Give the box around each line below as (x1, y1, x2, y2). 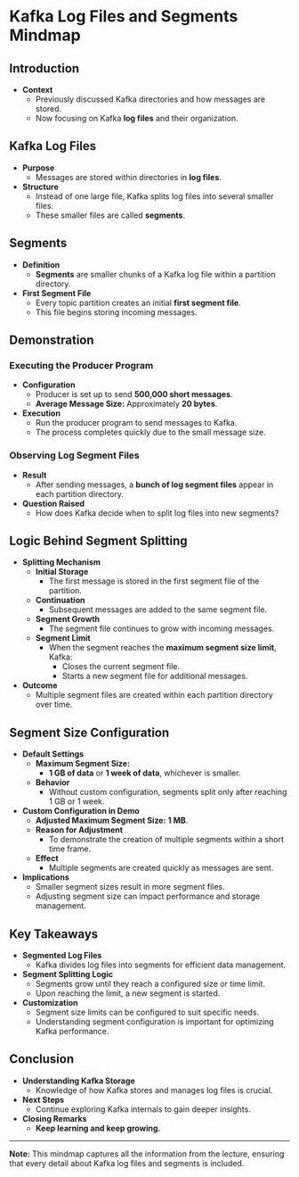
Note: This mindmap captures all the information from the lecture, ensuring (9, 1148, 285, 1159)
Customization (21, 998, 78, 1008)
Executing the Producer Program (9, 359, 154, 371)
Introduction (9, 61, 80, 76)
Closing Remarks (21, 1113, 87, 1123)
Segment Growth (35, 614, 101, 625)
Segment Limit (35, 633, 91, 643)
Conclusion (9, 1051, 75, 1067)
